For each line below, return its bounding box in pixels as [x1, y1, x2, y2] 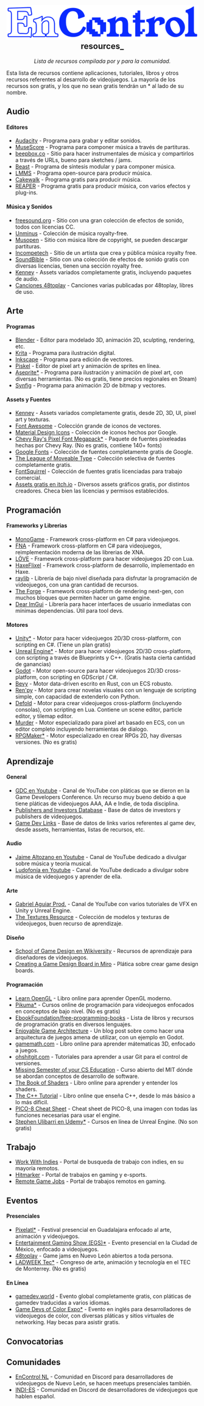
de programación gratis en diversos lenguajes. [15, 1020, 132, 1028]
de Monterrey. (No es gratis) [15, 1265, 86, 1273]
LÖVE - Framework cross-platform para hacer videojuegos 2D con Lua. [15, 555, 194, 563]
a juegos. [15, 1046, 38, 1053]
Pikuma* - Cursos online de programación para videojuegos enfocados [15, 1001, 194, 1008]
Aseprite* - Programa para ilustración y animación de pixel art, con [15, 369, 183, 376]
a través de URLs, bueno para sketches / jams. [15, 156, 132, 164]
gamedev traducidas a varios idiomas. [15, 1299, 111, 1306]
